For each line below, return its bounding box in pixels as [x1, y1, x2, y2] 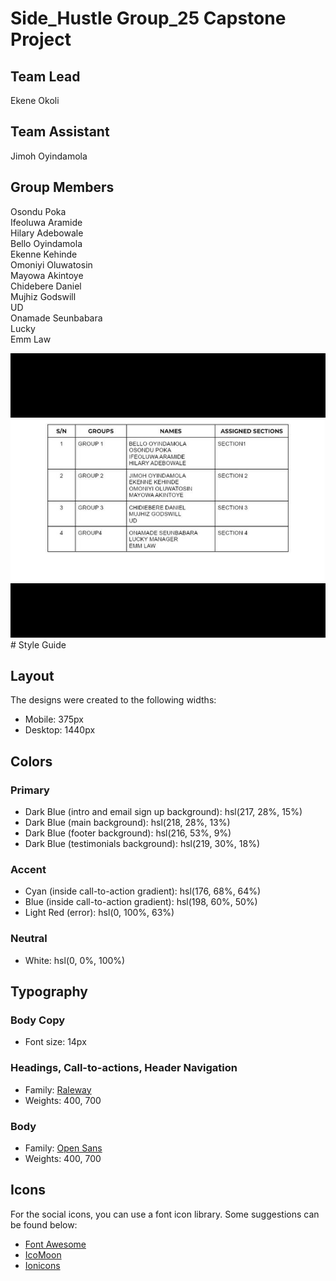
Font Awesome [24, 1238, 87, 1250]
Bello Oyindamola [10, 237, 83, 249]
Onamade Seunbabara [10, 312, 103, 324]
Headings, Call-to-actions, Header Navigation [10, 1061, 238, 1075]
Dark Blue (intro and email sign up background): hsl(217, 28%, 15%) [24, 806, 303, 818]
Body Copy [10, 1013, 66, 1027]
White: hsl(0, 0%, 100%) [24, 954, 126, 966]
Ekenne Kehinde [10, 248, 78, 260]
